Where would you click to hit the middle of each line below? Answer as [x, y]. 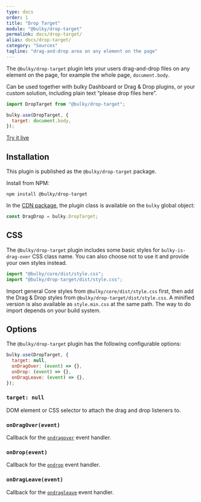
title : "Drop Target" [33, 23]
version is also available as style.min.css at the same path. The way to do [99, 304]
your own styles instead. [37, 262]
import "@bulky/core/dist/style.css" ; [55, 274]
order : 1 [17, 18]
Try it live [18, 138]
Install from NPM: [28, 183]
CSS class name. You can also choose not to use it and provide [110, 256]
